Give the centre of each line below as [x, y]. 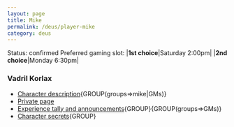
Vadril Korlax [30, 79]
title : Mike [24, 20]
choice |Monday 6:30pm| [43, 61]
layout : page [26, 14]
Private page [36, 101]
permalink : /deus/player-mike [51, 27]
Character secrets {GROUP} [57, 116]
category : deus [29, 33]
